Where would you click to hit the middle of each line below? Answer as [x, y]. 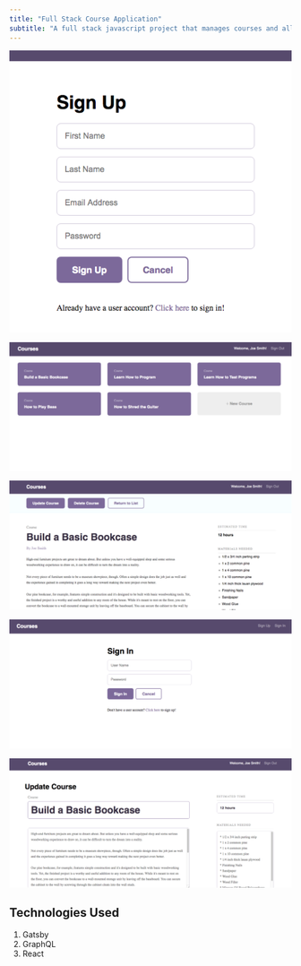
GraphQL [39, 944]
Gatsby [35, 934]
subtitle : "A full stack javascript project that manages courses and [144, 28]
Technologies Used [64, 913]
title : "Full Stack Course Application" [86, 19]
